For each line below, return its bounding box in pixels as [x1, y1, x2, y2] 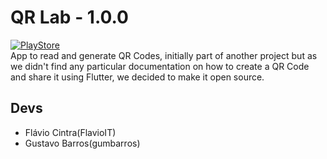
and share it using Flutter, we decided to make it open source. [10, 71, 265, 83]
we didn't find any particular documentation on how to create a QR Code [10, 60, 310, 72]
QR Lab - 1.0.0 [10, 6, 129, 29]
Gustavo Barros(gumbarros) [24, 137, 141, 149]
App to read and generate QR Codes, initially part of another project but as [10, 49, 318, 61]
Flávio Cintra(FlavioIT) [24, 126, 117, 138]
